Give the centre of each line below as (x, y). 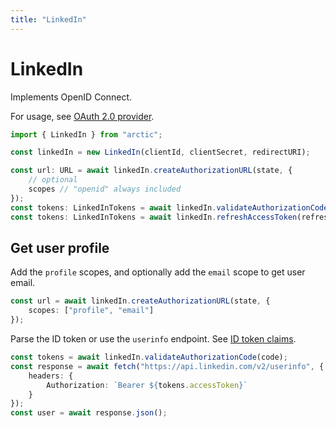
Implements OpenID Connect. (71, 97)
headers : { (51, 376)
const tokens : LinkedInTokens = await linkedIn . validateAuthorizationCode (169, 207)
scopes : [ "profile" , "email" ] (91, 311)
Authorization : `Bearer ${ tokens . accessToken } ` (147, 385)
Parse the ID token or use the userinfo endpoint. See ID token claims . (153, 339)
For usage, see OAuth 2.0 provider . (82, 116)
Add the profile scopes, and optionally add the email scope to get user (158, 272)
